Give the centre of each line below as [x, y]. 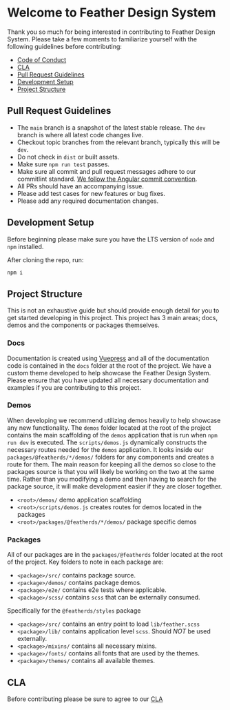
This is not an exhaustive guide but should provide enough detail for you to [113, 310]
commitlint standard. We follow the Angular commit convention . [107, 179]
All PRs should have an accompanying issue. [81, 186]
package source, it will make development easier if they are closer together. [115, 486]
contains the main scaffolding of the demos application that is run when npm [113, 435]
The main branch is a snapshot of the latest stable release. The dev [111, 127]
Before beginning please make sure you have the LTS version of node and [111, 239]
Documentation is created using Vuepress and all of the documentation [108, 358]
